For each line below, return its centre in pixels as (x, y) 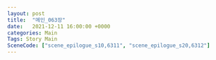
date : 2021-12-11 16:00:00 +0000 (59, 26)
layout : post (26, 13)
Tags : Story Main (32, 39)
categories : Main (32, 33)
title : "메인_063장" (37, 20)
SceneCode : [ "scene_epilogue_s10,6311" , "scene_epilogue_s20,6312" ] (109, 46)
